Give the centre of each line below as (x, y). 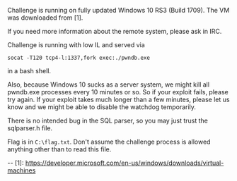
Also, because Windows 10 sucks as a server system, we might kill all (109, 85)
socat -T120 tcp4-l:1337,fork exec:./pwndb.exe (79, 58)
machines (22, 170)
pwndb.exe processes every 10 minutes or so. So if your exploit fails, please (118, 92)
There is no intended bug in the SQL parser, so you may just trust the (108, 120)
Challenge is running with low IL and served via (76, 45)
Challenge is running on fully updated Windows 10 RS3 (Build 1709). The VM (118, 10)
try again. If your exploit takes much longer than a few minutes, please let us (118, 99)
